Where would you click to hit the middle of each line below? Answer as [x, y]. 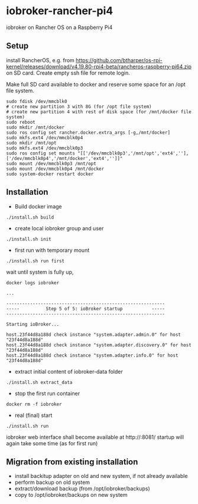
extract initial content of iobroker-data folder [69, 371]
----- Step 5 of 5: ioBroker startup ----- [86, 309]
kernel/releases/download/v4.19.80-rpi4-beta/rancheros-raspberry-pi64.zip [99, 66]
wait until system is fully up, [40, 272]
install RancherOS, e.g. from [40, 60]
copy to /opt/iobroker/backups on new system [71, 495]
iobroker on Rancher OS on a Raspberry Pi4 [59, 27]
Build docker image [38, 206]
